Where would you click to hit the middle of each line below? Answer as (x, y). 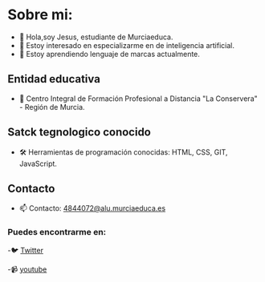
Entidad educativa (54, 79)
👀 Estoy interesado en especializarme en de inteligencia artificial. (126, 45)
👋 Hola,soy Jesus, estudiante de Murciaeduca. (96, 37)
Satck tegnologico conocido (79, 133)
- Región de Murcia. (52, 107)
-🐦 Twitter (25, 250)
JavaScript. (38, 163)
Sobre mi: (40, 15)
